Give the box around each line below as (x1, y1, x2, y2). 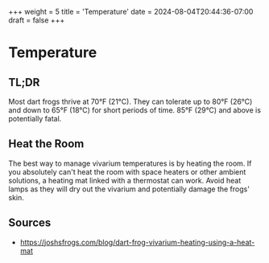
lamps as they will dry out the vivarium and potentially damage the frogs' (8, 184, 250, 194)
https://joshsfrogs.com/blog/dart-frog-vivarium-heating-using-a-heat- (19, 237, 255, 247)
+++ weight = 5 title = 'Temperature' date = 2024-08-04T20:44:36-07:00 (8, 7, 254, 16)
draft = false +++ (8, 15, 65, 25)
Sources (8, 216, 52, 230)
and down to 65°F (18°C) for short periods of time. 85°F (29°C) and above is (8, 105, 262, 115)
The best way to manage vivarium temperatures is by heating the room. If (8, 158, 252, 168)
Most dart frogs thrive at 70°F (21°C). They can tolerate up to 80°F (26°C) (8, 97, 253, 106)
